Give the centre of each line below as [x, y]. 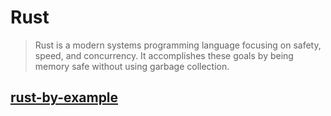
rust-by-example [64, 97]
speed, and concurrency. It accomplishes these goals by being [164, 55]
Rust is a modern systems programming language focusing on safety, [178, 45]
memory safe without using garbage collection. [132, 66]
